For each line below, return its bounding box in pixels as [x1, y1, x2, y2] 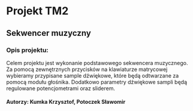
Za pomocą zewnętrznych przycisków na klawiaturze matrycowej [6, 66, 168, 73]
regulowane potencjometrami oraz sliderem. [6, 85, 116, 92]
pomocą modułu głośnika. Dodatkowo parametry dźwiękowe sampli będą [6, 78, 188, 85]
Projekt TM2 [6, 4, 69, 18]
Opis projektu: [6, 46, 49, 54]
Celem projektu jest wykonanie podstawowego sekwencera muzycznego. [6, 59, 188, 66]
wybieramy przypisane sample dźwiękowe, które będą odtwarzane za [6, 72, 179, 79]
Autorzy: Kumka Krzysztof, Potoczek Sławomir [6, 98, 126, 106]
